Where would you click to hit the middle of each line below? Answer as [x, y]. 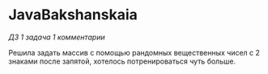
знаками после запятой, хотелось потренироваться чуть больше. [122, 61]
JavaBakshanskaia [73, 15]
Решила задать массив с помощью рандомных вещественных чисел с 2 [134, 52]
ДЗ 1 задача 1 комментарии [57, 37]
